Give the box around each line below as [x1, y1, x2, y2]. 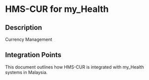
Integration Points [5, 51, 62, 59]
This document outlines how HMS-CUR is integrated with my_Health [5, 64, 145, 70]
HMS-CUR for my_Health [5, 3, 109, 15]
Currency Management [5, 36, 52, 42]
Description [5, 23, 42, 32]
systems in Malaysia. [5, 69, 48, 75]
